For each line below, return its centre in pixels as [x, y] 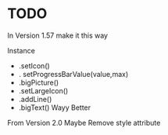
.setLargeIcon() [43, 90]
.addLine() [35, 99]
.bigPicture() [39, 82]
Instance [21, 50]
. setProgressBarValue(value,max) [73, 74]
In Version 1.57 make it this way [58, 35]
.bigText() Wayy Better [55, 108]
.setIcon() [34, 66]
